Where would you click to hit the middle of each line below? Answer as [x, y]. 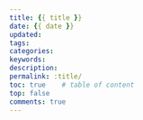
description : [34, 69]
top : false [30, 93]
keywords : [28, 60]
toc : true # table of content [72, 85]
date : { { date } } [42, 26]
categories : [31, 51]
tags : [19, 43]
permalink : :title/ [46, 77]
